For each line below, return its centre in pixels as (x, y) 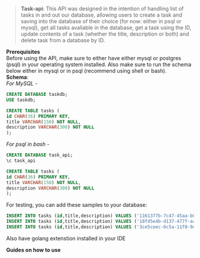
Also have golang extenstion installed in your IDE (66, 238)
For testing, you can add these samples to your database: (77, 205)
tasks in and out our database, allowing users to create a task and (101, 15)
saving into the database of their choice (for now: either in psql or (101, 21)
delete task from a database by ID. (63, 40)
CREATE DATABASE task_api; (40, 155)
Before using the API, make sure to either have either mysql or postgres (94, 58)
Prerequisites (23, 52)
